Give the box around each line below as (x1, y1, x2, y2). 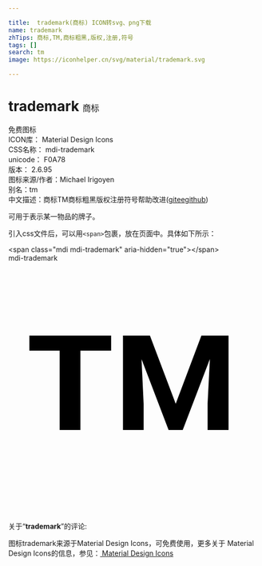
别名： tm (8, 185, 38, 194)
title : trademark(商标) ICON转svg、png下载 (8, 18, 152, 26)
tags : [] (8, 41, 38, 49)
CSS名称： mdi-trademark (8, 145, 95, 154)
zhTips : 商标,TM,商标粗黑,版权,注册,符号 (8, 34, 134, 42)
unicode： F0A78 (8, 154, 66, 164)
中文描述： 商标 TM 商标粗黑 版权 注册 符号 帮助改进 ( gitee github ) (8, 194, 209, 204)
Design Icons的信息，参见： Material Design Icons (8, 548, 174, 558)
